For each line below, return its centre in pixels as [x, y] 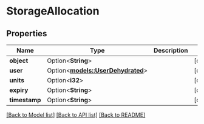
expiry [19, 90]
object [19, 60]
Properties [27, 34]
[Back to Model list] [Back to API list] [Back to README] [76, 115]
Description [171, 51]
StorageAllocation [53, 11]
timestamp [25, 100]
